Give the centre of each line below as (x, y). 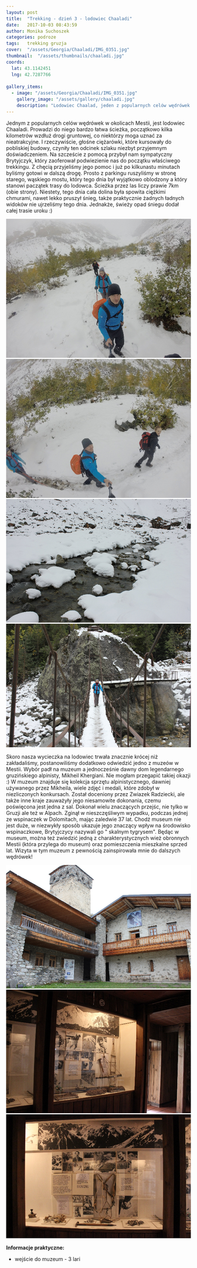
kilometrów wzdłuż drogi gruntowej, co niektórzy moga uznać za (84, 135)
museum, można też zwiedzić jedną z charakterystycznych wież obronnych (98, 838)
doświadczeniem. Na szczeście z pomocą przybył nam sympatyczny (89, 154)
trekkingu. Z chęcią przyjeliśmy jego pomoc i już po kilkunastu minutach (93, 167)
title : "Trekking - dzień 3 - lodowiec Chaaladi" (69, 19)
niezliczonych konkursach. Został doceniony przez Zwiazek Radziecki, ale (95, 794)
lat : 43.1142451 (31, 68)
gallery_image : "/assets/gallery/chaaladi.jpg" (76, 99)
